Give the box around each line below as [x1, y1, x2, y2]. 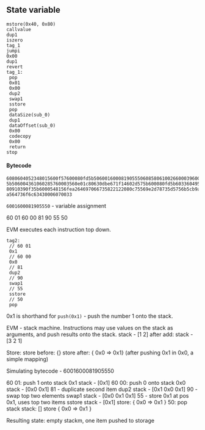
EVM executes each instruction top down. [6, 226, 112, 234]
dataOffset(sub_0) [9, 122, 56, 129]
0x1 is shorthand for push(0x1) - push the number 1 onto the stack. [6, 312, 173, 320]
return [9, 143, 26, 150]
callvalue [6, 26, 32, 32]
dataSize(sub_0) [9, 112, 51, 118]
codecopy [9, 133, 32, 139]
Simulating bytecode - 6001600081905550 [6, 367, 115, 374]
